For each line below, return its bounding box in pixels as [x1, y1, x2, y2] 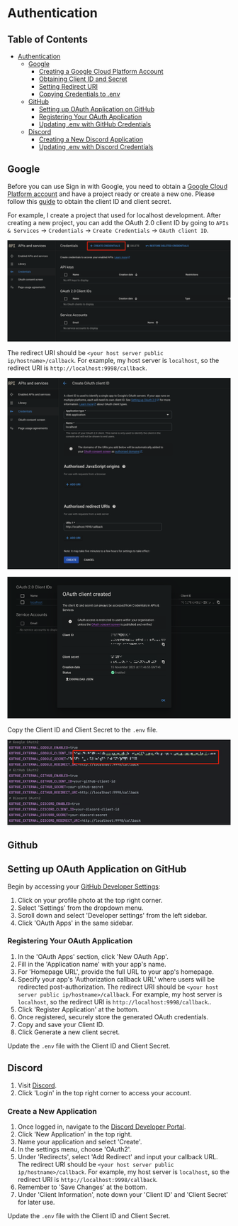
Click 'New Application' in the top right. [17, 1129, 132, 1138]
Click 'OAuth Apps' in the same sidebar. [17, 918, 134, 927]
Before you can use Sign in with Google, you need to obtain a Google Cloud [7, 182, 228, 190]
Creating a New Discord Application [38, 135, 144, 143]
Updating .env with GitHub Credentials [38, 120, 151, 129]
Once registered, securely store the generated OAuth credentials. [17, 1012, 209, 1021]
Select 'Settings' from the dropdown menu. [17, 904, 144, 912]
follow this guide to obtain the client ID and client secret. [7, 197, 172, 205]
